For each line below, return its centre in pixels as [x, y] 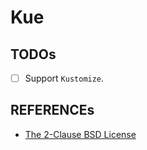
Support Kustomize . [64, 78]
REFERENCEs [52, 110]
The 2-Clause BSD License [80, 134]
